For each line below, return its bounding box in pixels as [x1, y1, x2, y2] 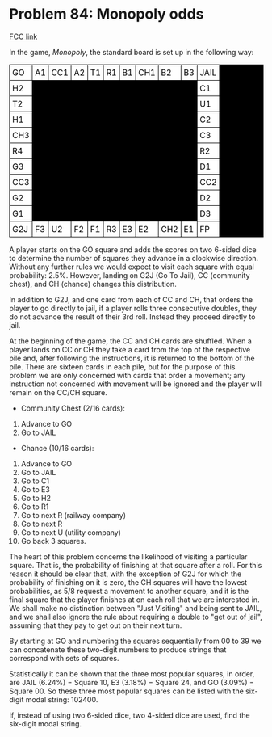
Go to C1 [20, 476, 50, 486]
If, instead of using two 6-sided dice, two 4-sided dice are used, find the [9, 710, 250, 720]
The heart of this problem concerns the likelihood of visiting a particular [9, 551, 248, 562]
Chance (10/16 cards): [20, 443, 94, 453]
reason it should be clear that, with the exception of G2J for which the [9, 569, 242, 579]
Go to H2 [20, 493, 52, 503]
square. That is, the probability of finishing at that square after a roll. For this [9, 560, 262, 570]
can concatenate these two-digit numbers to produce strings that [9, 644, 227, 655]
